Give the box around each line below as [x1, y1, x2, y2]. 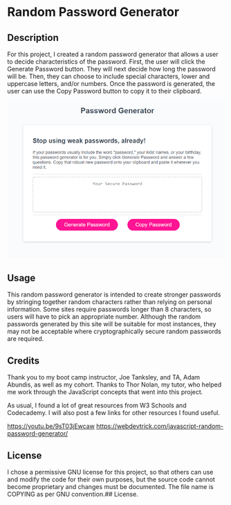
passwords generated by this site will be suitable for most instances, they [7, 320, 216, 328]
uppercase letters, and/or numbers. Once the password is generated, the [7, 80, 216, 87]
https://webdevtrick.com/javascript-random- [95, 422, 224, 430]
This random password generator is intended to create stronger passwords [7, 290, 221, 299]
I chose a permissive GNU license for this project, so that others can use [7, 468, 214, 477]
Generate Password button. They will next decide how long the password [7, 65, 216, 73]
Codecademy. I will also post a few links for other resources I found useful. [7, 409, 220, 417]
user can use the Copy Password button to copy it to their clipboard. [7, 87, 202, 95]
